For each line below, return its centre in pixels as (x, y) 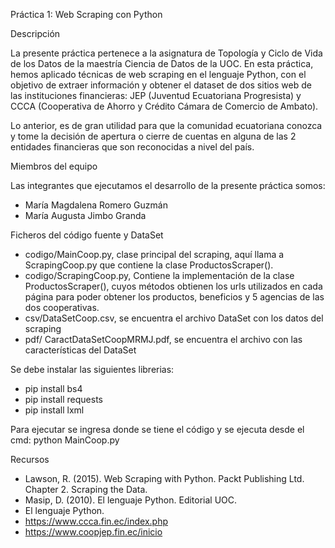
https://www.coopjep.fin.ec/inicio (93, 532)
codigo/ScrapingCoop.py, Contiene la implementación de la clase (159, 275)
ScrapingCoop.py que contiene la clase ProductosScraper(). (149, 265)
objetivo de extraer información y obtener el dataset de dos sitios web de (161, 85)
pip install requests (63, 399)
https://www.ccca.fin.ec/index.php (96, 521)
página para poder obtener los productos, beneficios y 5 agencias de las (174, 297)
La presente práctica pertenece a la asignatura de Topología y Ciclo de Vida (166, 53)
